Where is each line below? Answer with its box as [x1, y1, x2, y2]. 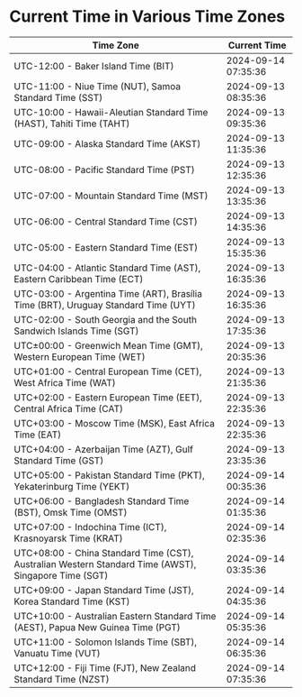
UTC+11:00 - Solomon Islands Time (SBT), [13, 636, 198, 648]
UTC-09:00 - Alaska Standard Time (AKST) [13, 137, 201, 150]
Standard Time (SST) [13, 91, 103, 104]
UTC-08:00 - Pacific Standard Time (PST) [13, 163, 195, 176]
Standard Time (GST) [13, 454, 104, 466]
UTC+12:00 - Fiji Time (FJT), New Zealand [13, 661, 196, 674]
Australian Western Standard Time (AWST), [13, 557, 197, 570]
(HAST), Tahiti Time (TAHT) [13, 117, 130, 130]
